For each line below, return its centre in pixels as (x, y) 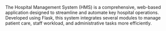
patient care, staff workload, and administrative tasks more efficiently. (78, 23)
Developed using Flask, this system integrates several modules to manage (83, 18)
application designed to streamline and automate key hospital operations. (82, 12)
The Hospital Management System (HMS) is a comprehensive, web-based (83, 7)
